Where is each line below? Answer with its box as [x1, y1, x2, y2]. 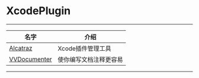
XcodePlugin [6, 4, 71, 18]
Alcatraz [9, 44, 33, 52]
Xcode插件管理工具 [57, 44, 111, 53]
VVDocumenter [9, 55, 52, 63]
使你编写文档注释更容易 [57, 55, 123, 63]
